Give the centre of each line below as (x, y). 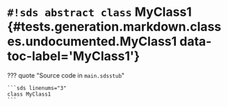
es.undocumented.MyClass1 (92, 42)
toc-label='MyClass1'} (74, 56)
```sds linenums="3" (37, 88)
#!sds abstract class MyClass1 (100, 12)
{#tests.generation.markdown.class (114, 27)
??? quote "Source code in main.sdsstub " (66, 75)
